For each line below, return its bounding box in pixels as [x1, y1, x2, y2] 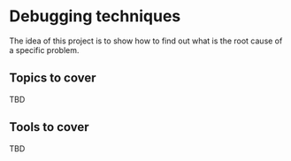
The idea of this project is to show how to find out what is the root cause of [9, 35, 283, 46]
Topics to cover [9, 71, 96, 86]
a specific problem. [9, 44, 80, 55]
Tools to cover [9, 119, 90, 134]
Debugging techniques [9, 6, 181, 27]
